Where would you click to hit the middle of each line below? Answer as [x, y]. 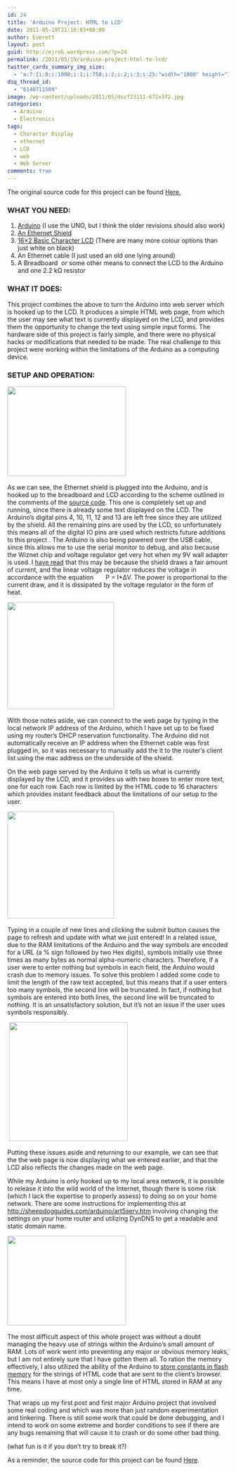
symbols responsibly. [38, 1012]
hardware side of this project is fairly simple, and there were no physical [112, 334]
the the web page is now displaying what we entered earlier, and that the [112, 1159]
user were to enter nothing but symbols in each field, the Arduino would [111, 967]
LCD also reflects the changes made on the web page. [86, 1167]
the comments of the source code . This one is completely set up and [107, 502]
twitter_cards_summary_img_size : [56, 67]
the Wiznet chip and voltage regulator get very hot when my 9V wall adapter [118, 554]
